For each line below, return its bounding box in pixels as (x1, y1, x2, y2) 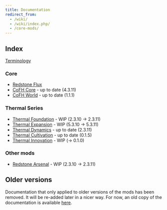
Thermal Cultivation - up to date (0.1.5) (12, 132, 92, 138)
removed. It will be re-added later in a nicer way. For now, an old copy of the (5, 194, 162, 200)
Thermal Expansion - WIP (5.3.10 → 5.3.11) (12, 121, 99, 127)
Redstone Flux (12, 81, 42, 87)
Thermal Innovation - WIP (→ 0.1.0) (12, 137, 84, 143)
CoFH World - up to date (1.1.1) (12, 92, 75, 98)
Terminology (5, 57, 31, 63)
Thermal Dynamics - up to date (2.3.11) (12, 126, 92, 132)
